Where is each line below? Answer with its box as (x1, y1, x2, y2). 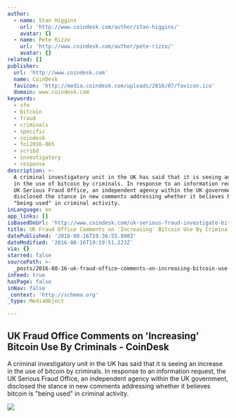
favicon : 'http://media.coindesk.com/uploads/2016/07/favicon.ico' (13, 82, 216, 89)
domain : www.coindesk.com (13, 89, 90, 96)
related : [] (7, 56, 42, 63)
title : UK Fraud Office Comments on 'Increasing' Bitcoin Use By (7, 226, 202, 233)
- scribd (13, 148, 39, 155)
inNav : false (7, 285, 46, 292)
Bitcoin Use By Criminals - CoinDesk (7, 341, 170, 353)
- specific (13, 128, 46, 135)
